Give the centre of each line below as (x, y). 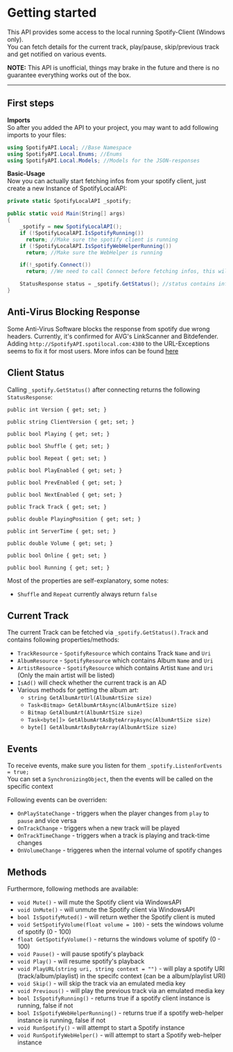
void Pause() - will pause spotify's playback (80, 953)
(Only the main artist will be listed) (66, 676)
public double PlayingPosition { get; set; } (74, 519)
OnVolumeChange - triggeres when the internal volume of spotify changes (120, 850)
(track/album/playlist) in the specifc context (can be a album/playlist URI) (121, 976)
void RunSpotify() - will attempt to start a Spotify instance (101, 1027)
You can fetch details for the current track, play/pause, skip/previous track (113, 47)
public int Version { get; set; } (57, 410)
